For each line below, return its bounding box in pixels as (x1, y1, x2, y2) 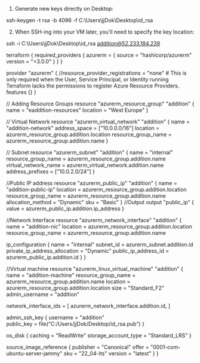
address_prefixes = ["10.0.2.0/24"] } (6, 168, 96, 175)
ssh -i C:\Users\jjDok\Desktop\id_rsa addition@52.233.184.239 (6, 40, 160, 47)
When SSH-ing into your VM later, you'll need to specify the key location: (14, 28, 195, 35)
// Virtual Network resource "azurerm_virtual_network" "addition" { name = (6, 118, 190, 125)
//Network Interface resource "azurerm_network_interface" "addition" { (6, 217, 182, 223)
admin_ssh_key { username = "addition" (6, 314, 104, 321)
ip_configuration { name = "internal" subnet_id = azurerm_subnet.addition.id (6, 241, 193, 248)
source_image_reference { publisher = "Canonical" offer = (6, 344, 149, 350)
